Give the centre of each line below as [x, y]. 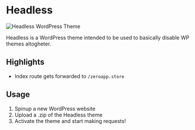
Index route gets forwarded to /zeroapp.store [69, 76]
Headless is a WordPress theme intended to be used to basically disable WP [98, 37]
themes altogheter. [29, 44]
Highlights [25, 62]
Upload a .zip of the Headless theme [58, 115]
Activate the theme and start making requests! [70, 121]
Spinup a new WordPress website [55, 108]
